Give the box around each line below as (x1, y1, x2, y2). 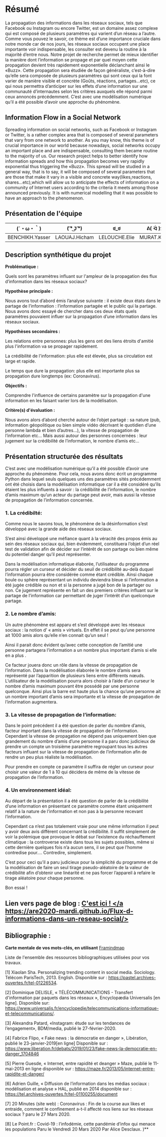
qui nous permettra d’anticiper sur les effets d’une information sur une (5, 83, 148, 89)
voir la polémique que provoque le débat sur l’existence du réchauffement (5, 834, 156, 840)
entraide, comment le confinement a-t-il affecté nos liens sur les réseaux (5, 1106, 154, 1112)
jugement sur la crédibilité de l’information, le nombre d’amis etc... (5, 438, 140, 444)
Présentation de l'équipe (5, 209, 83, 218)
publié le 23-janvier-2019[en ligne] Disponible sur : (5, 1040, 109, 1046)
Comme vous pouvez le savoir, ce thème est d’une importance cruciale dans (5, 36, 161, 42)
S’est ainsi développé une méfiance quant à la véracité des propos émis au (5, 536, 158, 542)
